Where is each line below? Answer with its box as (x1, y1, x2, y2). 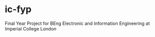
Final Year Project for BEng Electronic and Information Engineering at (5, 20, 150, 26)
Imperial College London (5, 25, 57, 31)
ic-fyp (5, 4, 32, 15)
